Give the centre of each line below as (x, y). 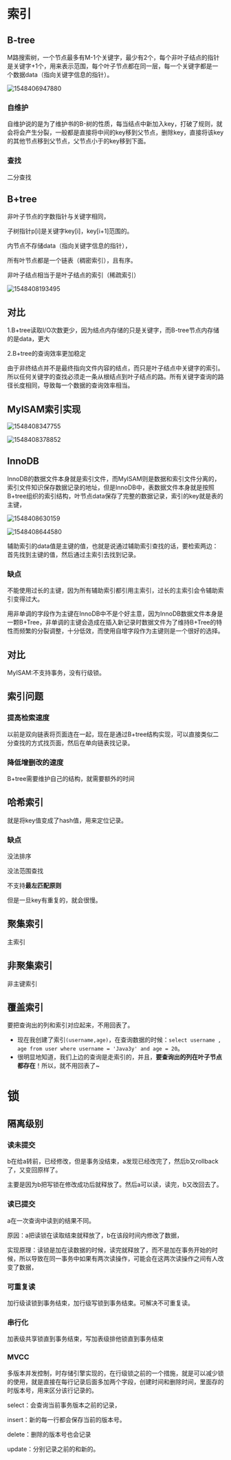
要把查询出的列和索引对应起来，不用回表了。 (70, 1025)
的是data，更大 (29, 339)
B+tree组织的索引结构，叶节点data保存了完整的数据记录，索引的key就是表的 (115, 496)
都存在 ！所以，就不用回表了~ (58, 1066)
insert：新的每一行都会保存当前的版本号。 (66, 1419)
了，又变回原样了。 (34, 1170)
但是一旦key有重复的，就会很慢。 (54, 900)
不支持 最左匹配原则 (34, 886)
